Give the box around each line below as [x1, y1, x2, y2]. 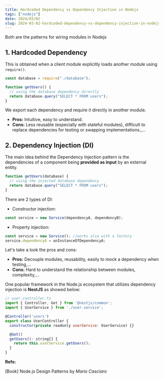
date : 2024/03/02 [5, 16, 41, 21]
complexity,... [12, 272, 40, 278]
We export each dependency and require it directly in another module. [5, 107, 146, 113]
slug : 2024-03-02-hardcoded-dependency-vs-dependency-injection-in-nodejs [5, 21, 161, 26]
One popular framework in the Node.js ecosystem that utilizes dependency [5, 281, 156, 287]
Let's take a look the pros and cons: [5, 247, 77, 253]
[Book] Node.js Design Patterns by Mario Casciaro [5, 368, 107, 374]
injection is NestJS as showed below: [5, 287, 81, 293]
